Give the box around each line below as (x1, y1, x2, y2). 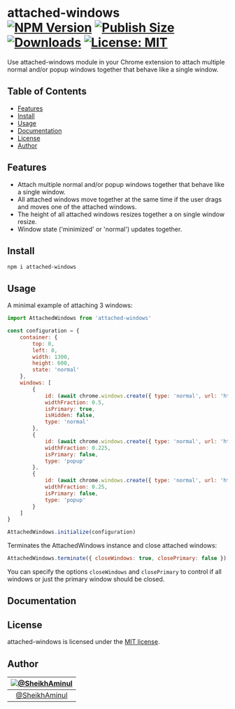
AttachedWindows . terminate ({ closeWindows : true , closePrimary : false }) (7, 555, 227, 562)
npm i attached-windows (7, 264, 77, 271)
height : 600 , (32, 360, 71, 367)
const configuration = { (7, 328, 80, 335)
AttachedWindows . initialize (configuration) (7, 528, 136, 536)
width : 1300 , (32, 353, 71, 360)
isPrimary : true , (44, 405, 96, 412)
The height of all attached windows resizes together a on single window (17, 210, 225, 218)
